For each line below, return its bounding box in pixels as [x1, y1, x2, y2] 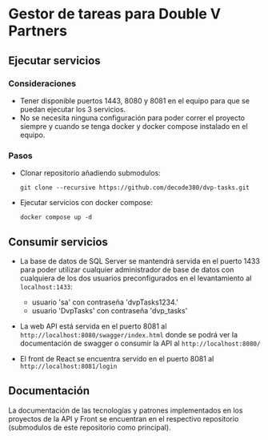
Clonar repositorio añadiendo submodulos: [19, 168, 162, 178]
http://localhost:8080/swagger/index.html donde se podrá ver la [19, 329, 238, 339]
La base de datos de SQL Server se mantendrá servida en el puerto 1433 [19, 256, 260, 265]
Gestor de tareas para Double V [8, 5, 222, 23]
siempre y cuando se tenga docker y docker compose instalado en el [19, 121, 248, 131]
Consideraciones [8, 78, 77, 89]
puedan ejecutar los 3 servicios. [19, 104, 126, 114]
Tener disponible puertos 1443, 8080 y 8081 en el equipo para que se [19, 95, 250, 105]
